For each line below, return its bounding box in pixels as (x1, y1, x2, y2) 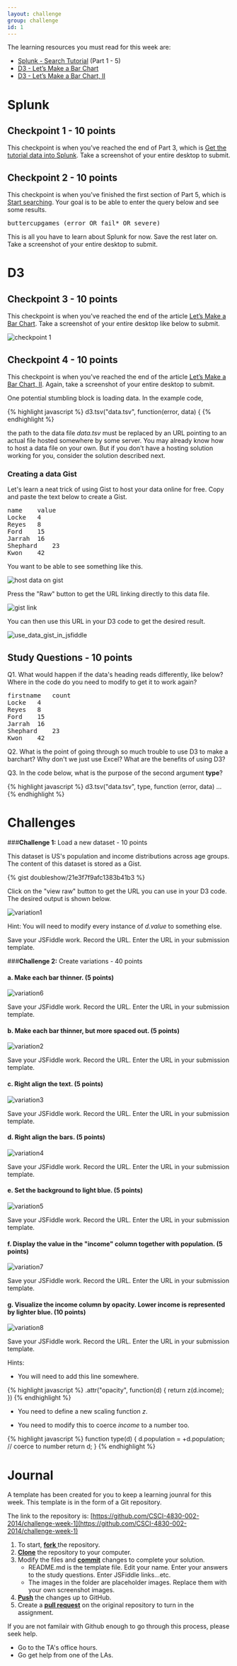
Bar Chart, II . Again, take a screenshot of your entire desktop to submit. (7, 380, 215, 388)
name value (7, 506, 57, 515)
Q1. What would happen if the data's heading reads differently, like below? (7, 671, 224, 679)
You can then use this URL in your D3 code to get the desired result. (7, 617, 206, 626)
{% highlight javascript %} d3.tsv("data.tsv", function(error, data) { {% (7, 408, 212, 415)
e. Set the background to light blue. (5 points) (7, 1186, 143, 1195)
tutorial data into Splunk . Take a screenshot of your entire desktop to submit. (7, 151, 231, 160)
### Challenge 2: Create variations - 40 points (7, 957, 143, 966)
